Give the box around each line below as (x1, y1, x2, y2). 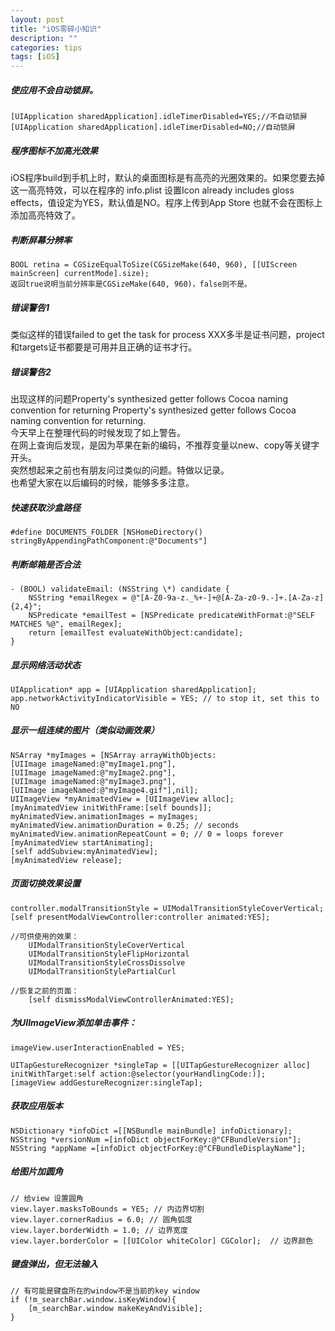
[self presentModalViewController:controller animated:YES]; (10, 912, 271, 922)
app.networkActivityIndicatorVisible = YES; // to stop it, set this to (10, 693, 320, 703)
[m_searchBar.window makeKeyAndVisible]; (28, 1303, 203, 1313)
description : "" (10, 33, 78, 43)
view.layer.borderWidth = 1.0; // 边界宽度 (10, 1225, 188, 1235)
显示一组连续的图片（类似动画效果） (10, 724, 160, 736)
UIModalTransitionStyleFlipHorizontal (28, 949, 190, 959)
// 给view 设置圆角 (10, 1193, 84, 1203)
